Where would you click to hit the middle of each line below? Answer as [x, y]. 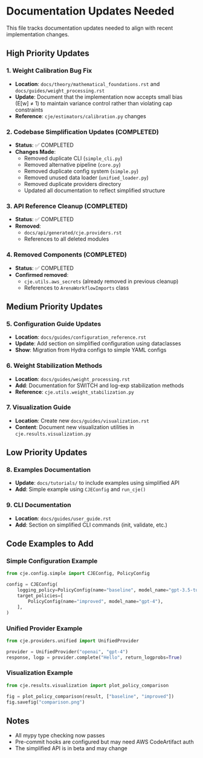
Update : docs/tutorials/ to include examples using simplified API [97, 483]
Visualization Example [40, 673]
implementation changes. [38, 34]
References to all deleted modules [66, 239]
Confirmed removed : [42, 274]
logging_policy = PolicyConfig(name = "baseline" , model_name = [93, 590]
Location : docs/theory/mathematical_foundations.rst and [87, 84]
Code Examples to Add [50, 544]
